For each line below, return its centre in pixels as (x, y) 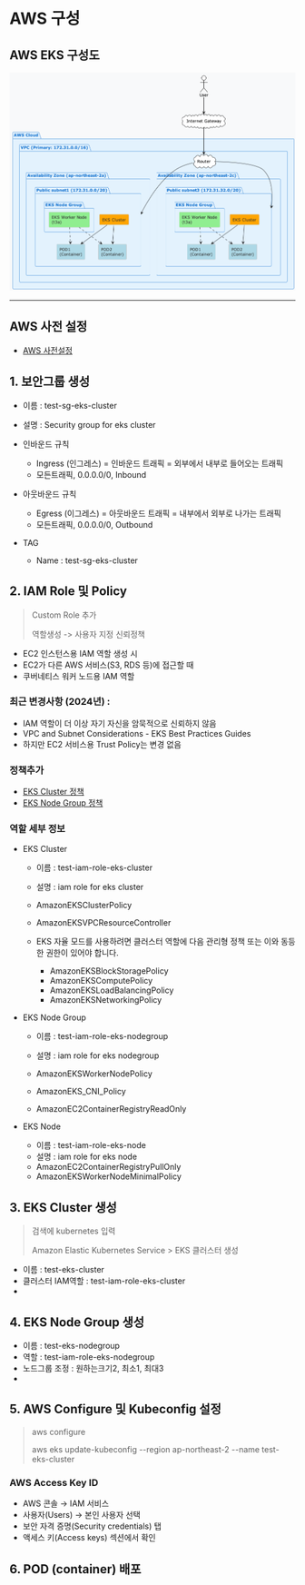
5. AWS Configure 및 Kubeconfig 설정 (115, 1409)
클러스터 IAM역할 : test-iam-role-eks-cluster (104, 1281)
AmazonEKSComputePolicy (101, 981)
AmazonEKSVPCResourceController (103, 923)
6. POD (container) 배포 (75, 1569)
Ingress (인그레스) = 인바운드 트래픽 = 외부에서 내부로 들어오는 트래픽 (160, 463)
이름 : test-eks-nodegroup (71, 1346)
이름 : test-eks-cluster (63, 1270)
